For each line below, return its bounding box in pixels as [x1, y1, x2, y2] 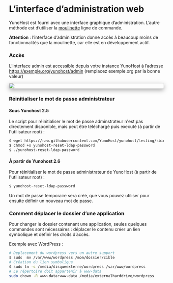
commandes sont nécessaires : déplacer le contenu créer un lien [9, 227, 141, 232]
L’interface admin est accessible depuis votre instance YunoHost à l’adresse [9, 63, 164, 69]
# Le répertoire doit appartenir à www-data [9, 269, 102, 274]
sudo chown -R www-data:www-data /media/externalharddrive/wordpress [9, 273, 155, 278]
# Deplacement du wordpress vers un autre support [9, 251, 115, 256]
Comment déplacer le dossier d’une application [9, 210, 125, 217]
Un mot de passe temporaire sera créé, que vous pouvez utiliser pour [9, 193, 150, 199]
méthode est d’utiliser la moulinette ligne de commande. [9, 25, 123, 30]
